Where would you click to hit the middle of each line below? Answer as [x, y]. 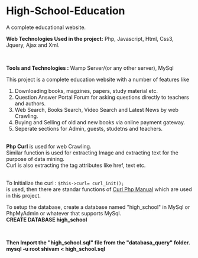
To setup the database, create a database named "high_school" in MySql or [98, 207]
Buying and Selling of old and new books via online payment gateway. [100, 122]
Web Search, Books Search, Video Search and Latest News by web [97, 109]
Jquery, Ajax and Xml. [33, 45]
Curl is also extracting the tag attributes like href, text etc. [76, 165]
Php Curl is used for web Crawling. [49, 146]
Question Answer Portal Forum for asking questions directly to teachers [102, 97]
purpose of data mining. [35, 159]
